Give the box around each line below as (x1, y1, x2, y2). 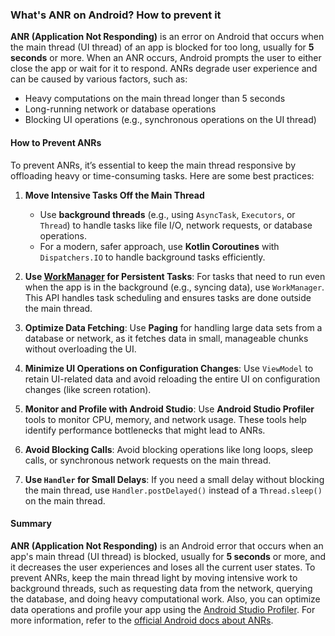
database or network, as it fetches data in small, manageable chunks (24, 332, 309, 344)
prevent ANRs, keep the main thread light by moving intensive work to (10, 571, 298, 583)
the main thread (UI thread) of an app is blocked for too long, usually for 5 (10, 41, 315, 53)
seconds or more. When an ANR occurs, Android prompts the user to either (10, 52, 322, 64)
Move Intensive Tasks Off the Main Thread (24, 189, 205, 201)
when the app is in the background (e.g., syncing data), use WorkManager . (24, 281, 325, 293)
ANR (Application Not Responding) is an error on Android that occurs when (10, 31, 325, 43)
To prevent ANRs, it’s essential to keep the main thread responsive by (10, 159, 297, 171)
